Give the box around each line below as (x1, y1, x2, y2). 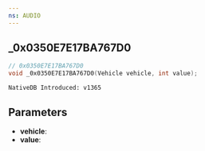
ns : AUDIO (8, 11, 41, 20)
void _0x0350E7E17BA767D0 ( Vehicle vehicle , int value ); (8, 69, 198, 78)
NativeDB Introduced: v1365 (8, 84, 102, 92)
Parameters (8, 105, 68, 119)
